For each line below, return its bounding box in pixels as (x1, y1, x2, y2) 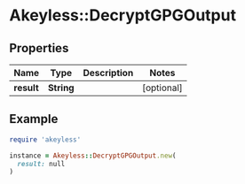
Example (9, 111, 59, 126)
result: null (17, 159, 66, 168)
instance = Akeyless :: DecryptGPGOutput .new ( (9, 151, 177, 160)
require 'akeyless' (9, 134, 82, 144)
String (47, 81, 75, 94)
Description (83, 67, 134, 79)
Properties (9, 41, 69, 56)
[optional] (141, 81, 184, 94)
